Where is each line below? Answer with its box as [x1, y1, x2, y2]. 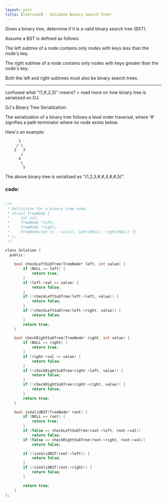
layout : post [5, 7, 32, 12]
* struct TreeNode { [7, 211, 50, 216]
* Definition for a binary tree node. [7, 206, 88, 211]
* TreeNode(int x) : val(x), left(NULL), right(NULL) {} [7, 230, 137, 235]
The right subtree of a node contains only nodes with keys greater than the [5, 60, 159, 66]
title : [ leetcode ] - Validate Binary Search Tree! [5, 12, 112, 17]
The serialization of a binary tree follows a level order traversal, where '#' [5, 114, 155, 120]
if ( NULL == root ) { [23, 414, 66, 419]
